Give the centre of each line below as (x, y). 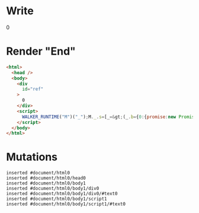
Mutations (32, 157)
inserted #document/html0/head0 (46, 178)
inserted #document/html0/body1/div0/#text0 (62, 194)
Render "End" (41, 51)
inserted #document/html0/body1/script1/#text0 (66, 204)
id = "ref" (33, 89)
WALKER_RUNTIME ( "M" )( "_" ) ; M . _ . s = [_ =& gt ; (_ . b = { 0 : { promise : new (99, 117)
